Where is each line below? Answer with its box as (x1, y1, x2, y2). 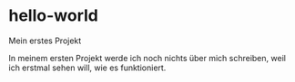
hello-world (8, 5, 99, 26)
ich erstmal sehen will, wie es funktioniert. (8, 62, 167, 73)
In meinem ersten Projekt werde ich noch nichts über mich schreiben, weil (8, 52, 286, 63)
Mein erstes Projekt (8, 35, 82, 46)
